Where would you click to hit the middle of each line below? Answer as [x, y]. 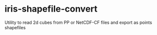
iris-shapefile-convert [51, 9]
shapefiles [15, 27]
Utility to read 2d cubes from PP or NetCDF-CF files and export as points [78, 22]
